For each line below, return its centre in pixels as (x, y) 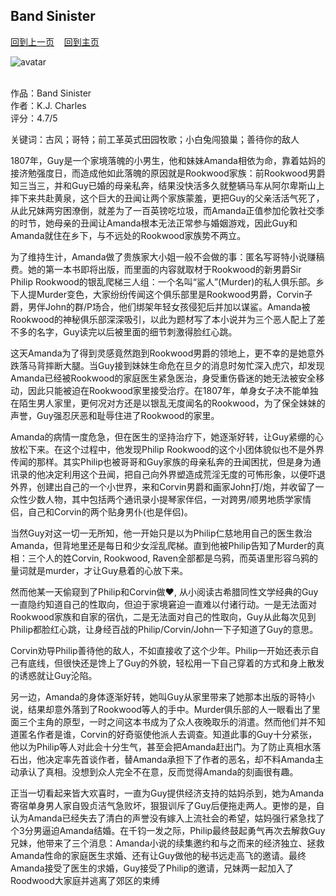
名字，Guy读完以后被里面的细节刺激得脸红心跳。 (137, 331)
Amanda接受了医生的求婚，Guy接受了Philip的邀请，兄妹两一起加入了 (152, 868)
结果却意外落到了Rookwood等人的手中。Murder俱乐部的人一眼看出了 (169, 709)
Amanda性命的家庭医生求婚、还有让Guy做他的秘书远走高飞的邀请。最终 (158, 855)
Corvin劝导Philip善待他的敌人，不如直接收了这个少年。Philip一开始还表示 (160, 650)
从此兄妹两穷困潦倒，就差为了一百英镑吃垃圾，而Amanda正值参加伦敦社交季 (167, 210)
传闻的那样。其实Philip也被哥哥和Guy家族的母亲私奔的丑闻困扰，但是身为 (161, 461)
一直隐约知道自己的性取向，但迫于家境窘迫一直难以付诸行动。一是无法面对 (163, 604)
